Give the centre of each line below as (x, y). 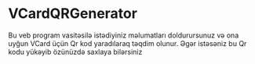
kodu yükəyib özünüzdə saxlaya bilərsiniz (75, 52)
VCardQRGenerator (73, 14)
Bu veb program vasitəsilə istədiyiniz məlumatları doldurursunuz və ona (124, 35)
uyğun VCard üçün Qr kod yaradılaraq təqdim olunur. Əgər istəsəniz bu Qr (127, 43)
